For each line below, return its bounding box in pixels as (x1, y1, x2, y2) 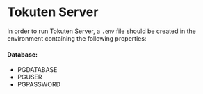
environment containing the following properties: (7, 34, 147, 42)
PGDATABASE (17, 66, 58, 74)
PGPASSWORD (17, 80, 61, 88)
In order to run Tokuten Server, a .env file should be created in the (7, 27, 197, 35)
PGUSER (17, 73, 43, 82)
